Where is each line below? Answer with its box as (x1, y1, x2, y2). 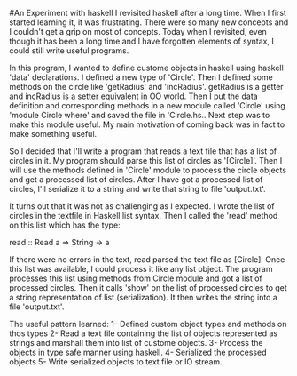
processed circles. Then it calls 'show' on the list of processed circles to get (9, 283, 288, 292)
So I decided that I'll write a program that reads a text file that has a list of (9, 146, 277, 156)
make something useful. (9, 129, 98, 139)
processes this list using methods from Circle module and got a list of (9, 273, 263, 284)
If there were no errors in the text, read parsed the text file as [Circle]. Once (9, 254, 285, 265)
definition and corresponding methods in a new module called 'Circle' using (9, 100, 285, 110)
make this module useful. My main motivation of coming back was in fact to (9, 119, 285, 130)
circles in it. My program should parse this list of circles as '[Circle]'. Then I (9, 156, 283, 165)
